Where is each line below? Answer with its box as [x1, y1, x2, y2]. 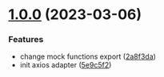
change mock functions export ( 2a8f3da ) [19, 52, 156, 61]
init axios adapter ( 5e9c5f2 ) [19, 60, 112, 70]
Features [8, 34, 44, 45]
